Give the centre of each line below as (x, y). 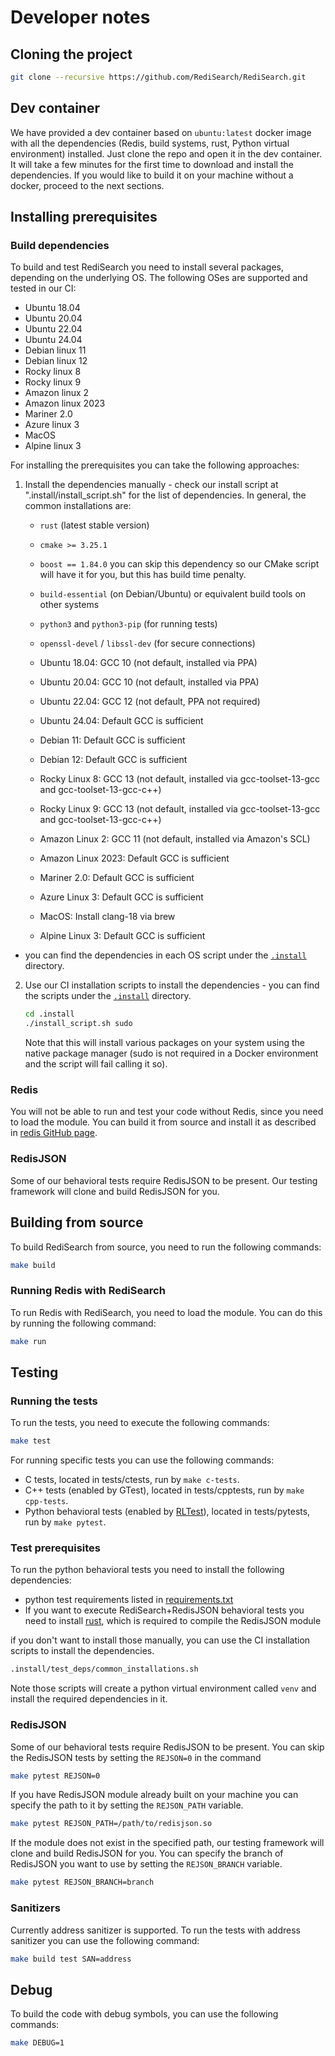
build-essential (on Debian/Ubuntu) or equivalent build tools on (173, 594)
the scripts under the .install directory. (108, 996)
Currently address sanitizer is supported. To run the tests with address (155, 1930)
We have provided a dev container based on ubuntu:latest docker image (161, 132)
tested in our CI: (43, 288)
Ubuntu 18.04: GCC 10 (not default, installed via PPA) (148, 663)
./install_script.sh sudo (78, 1024)
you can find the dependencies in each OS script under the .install (165, 955)
